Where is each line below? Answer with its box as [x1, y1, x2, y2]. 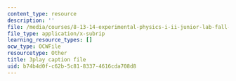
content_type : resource [7, 10, 77, 18]
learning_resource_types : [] [7, 37, 93, 44]
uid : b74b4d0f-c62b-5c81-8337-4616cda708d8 [7, 63, 137, 70]
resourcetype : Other [7, 50, 68, 57]
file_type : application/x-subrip [7, 30, 105, 37]
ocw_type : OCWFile [7, 43, 61, 50]
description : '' [7, 17, 55, 24]
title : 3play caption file [7, 56, 86, 63]
